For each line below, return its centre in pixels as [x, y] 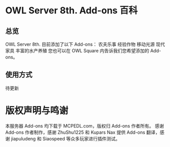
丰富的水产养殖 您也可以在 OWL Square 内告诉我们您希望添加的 [82, 51]
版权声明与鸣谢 [37, 111]
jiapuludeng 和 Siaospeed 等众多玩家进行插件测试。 [66, 138]
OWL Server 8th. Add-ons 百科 [71, 10]
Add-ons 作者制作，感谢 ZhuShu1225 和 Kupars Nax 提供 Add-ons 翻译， [83, 132]
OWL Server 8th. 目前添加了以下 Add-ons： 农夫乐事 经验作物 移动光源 [80, 44]
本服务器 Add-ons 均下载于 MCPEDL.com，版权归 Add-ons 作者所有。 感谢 [85, 125]
